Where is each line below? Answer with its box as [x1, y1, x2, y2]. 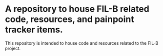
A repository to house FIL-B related [5, 3, 150, 15]
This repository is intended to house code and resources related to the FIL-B [5, 40, 159, 46]
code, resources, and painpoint [5, 14, 134, 25]
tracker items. [5, 24, 63, 35]
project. [5, 45, 21, 51]
